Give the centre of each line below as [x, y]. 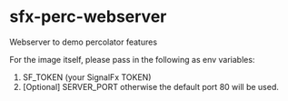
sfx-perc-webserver [88, 17]
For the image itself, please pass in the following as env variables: [132, 59]
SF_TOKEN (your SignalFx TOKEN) [87, 77]
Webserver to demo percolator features [83, 42]
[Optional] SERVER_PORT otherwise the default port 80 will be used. [150, 86]
